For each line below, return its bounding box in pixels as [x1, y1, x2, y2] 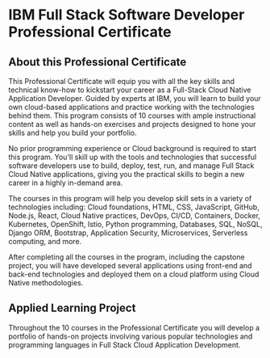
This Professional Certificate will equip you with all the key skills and [8, 77, 235, 86]
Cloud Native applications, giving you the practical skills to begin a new [8, 170, 245, 179]
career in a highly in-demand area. [8, 178, 123, 187]
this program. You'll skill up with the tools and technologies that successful [8, 152, 257, 162]
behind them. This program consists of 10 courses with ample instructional [8, 111, 256, 120]
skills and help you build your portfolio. [8, 128, 137, 137]
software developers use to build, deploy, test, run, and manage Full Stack [8, 161, 255, 171]
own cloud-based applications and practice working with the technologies [8, 103, 255, 112]
